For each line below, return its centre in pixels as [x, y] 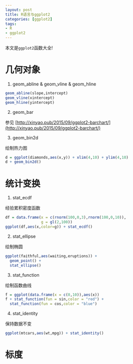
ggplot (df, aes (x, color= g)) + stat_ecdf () [49, 227]
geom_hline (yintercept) [30, 102]
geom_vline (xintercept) [30, 98]
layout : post [19, 10]
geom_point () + [25, 261]
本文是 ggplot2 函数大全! [29, 48]
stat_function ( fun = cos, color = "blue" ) [53, 304]
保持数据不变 [18, 324]
